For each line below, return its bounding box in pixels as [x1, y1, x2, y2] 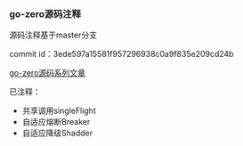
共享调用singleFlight [21, 105, 96, 117]
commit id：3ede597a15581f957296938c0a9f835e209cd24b [9, 49, 234, 60]
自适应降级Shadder [21, 127, 93, 139]
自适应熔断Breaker [21, 117, 91, 127]
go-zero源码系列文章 [9, 68, 86, 78]
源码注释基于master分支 [9, 29, 98, 41]
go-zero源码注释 [9, 7, 82, 20]
